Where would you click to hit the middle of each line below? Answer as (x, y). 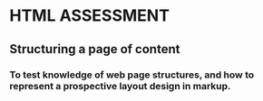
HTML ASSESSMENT (90, 16)
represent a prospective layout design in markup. (120, 86)
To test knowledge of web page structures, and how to (132, 75)
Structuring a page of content (95, 49)
